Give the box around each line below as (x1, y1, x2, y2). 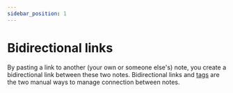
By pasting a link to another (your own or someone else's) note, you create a (7, 63, 227, 71)
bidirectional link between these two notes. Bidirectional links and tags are (7, 70, 220, 78)
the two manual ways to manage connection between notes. (7, 78, 180, 86)
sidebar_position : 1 (7, 10, 67, 17)
